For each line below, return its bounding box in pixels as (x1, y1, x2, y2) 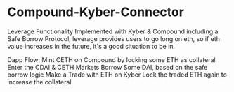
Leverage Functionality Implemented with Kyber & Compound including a (7, 27, 219, 36)
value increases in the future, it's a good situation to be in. (7, 42, 176, 50)
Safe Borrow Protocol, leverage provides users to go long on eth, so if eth (7, 34, 220, 43)
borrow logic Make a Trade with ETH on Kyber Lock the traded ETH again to (7, 70, 227, 79)
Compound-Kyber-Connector (7, 4, 185, 20)
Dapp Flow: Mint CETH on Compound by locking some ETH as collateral (7, 55, 216, 63)
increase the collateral (7, 77, 72, 86)
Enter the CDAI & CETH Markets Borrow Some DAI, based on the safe (7, 63, 208, 71)
